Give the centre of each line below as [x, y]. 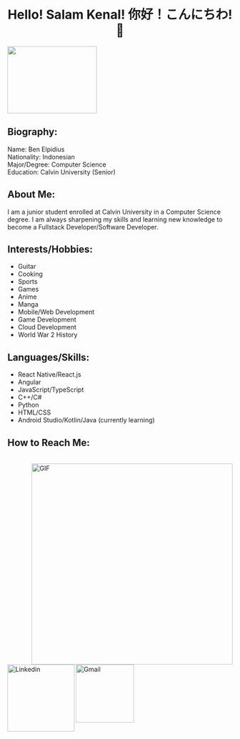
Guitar [27, 267]
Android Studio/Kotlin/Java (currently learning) [86, 420]
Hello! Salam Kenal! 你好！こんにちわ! [120, 15]
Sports [27, 282]
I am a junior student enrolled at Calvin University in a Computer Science [114, 212]
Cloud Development [47, 327]
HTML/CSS [34, 412]
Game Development [47, 319]
